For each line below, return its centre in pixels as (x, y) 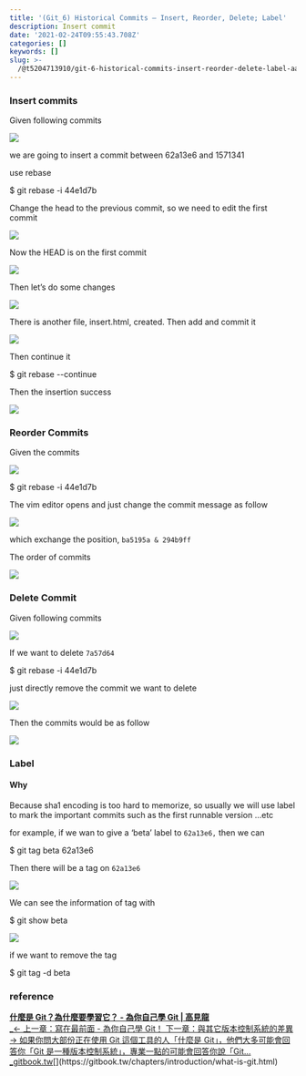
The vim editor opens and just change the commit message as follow (139, 505)
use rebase (31, 173)
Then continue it (40, 357)
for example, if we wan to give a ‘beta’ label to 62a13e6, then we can (138, 832)
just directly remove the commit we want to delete (103, 688)
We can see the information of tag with (82, 902)
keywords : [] (34, 52)
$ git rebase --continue (53, 374)
